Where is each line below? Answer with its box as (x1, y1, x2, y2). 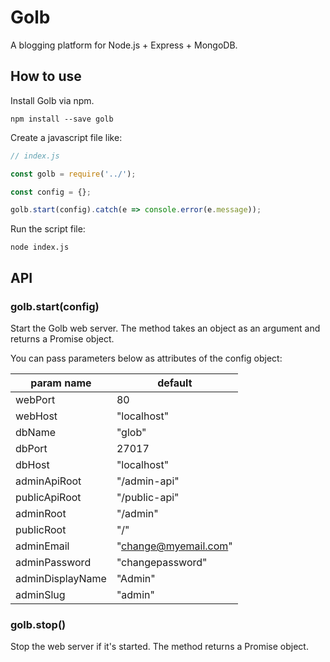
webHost (15, 409, 58, 423)
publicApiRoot (15, 490, 82, 504)
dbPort (15, 441, 48, 455)
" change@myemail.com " (116, 539, 233, 553)
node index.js (10, 242, 70, 253)
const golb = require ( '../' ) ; (10, 169, 137, 179)
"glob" (116, 425, 147, 439)
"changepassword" (116, 555, 208, 569)
